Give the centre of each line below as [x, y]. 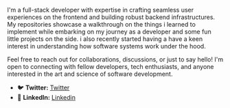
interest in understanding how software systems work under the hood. [106, 46]
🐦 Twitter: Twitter [43, 87]
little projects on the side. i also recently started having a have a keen [105, 39]
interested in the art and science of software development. [90, 74]
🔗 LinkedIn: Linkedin [46, 97]
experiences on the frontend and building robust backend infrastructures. [111, 17]
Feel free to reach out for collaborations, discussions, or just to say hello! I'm [115, 59]
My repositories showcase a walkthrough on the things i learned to [101, 24]
